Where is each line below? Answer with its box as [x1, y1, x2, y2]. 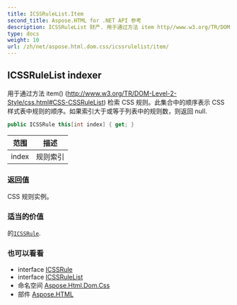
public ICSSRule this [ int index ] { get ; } [7, 121, 134, 128]
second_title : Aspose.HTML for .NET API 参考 [7, 17, 141, 24]
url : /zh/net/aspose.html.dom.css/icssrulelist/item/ [7, 43, 170, 50]
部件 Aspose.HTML [17, 289, 74, 298]
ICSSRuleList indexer [7, 69, 102, 81]
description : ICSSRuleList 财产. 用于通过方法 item [7, 23, 154, 30]
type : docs [7, 30, 40, 38]
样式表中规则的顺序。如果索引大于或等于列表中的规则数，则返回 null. [7, 107, 207, 115]
